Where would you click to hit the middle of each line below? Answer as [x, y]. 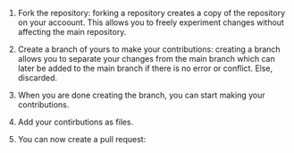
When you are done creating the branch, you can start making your [141, 95]
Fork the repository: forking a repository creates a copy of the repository [151, 13]
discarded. [38, 78]
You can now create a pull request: [82, 139]
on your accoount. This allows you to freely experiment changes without [151, 22]
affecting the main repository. [72, 32]
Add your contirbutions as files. [76, 122]
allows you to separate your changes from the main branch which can [146, 59]
